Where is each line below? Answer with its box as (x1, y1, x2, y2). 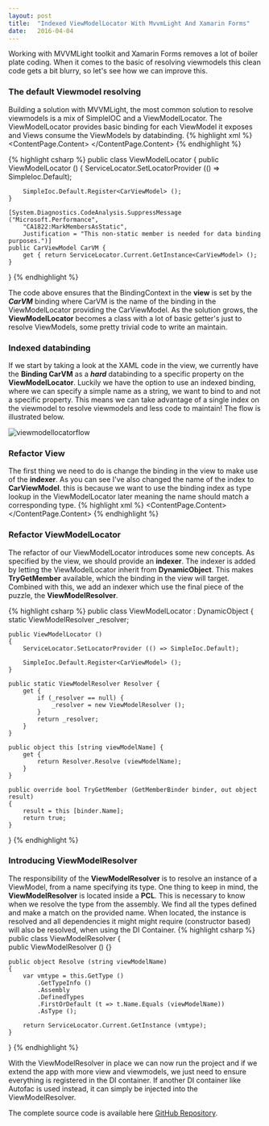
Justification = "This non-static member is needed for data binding (23, 229, 262, 238)
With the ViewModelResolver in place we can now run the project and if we (8, 1058, 258, 1068)
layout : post (8, 11, 52, 20)
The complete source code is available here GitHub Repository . (8, 1107, 218, 1118)
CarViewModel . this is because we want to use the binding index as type (8, 483, 252, 493)
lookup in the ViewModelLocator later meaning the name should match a (8, 492, 250, 501)
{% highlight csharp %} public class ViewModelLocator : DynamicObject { (8, 606, 254, 616)
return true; (23, 814, 67, 822)
